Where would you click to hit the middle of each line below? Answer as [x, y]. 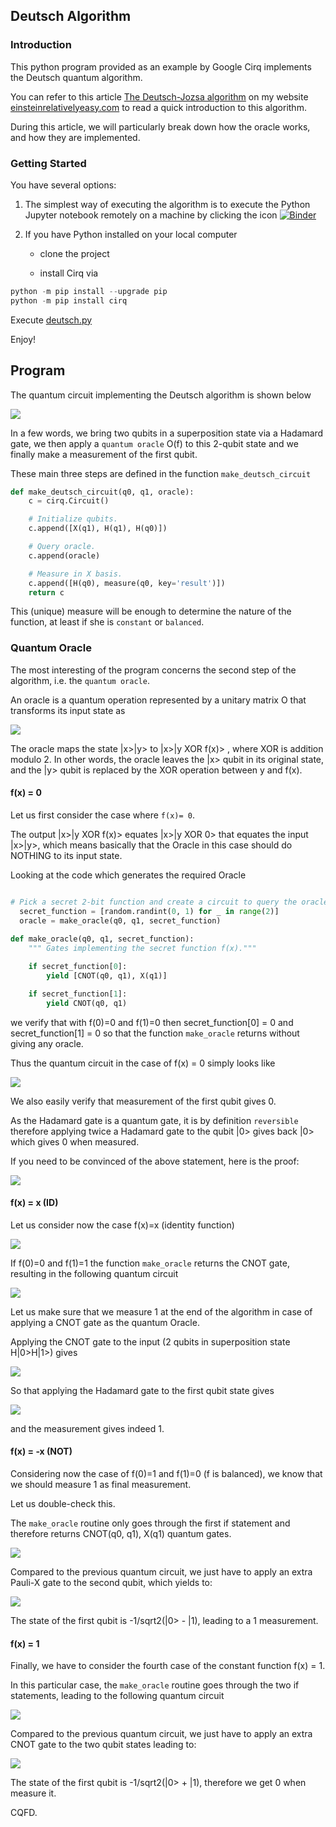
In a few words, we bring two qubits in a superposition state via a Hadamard [167, 433]
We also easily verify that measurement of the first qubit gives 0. [143, 1101]
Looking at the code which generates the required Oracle [128, 875]
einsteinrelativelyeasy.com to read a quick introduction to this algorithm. [158, 107]
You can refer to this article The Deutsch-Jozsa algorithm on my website [159, 96]
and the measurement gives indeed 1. [87, 1428]
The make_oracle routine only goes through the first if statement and [150, 1523]
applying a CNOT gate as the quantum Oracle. [105, 1322]
